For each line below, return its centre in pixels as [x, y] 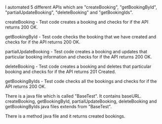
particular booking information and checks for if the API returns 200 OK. [79, 57]
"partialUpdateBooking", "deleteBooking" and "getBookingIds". [69, 12]
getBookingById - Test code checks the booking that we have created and [81, 37]
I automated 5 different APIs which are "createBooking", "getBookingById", [81, 7]
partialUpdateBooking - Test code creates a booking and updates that [76, 52]
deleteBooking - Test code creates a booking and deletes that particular [78, 66]
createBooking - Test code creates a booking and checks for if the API [77, 22]
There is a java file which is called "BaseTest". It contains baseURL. [73, 96]
